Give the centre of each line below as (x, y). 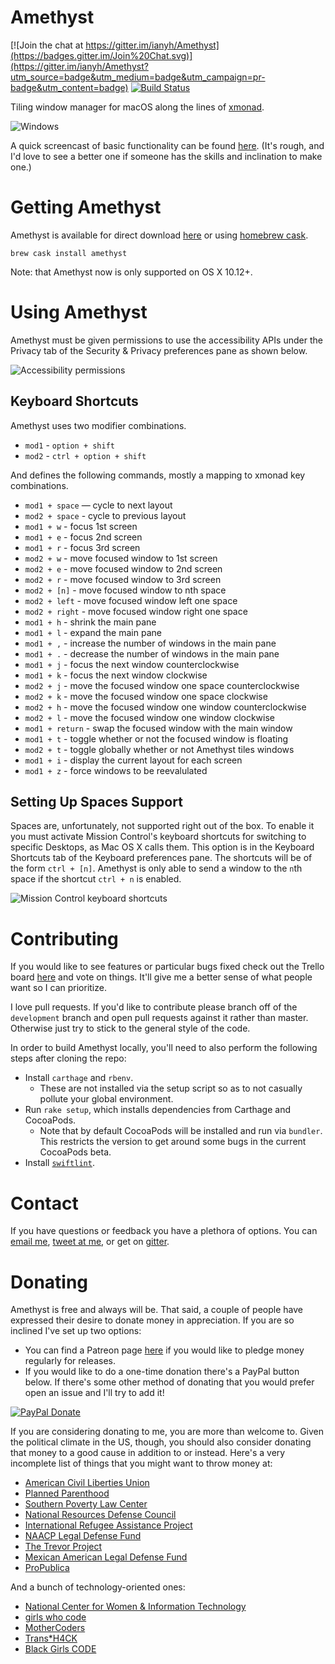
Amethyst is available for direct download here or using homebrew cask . (159, 235)
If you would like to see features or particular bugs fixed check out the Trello (167, 967)
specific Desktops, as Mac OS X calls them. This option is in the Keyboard (162, 847)
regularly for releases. (70, 1361)
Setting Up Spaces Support (96, 802)
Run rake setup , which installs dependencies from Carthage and (157, 1110)
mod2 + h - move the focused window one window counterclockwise (165, 707)
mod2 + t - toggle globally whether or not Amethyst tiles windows (159, 749)
